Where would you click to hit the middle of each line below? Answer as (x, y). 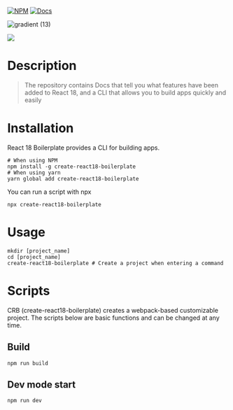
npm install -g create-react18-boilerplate (72, 167)
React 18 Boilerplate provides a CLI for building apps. (84, 148)
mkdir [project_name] (39, 251)
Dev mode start (42, 384)
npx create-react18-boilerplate (54, 204)
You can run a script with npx (49, 192)
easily (33, 100)
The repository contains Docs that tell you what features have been (121, 85)
